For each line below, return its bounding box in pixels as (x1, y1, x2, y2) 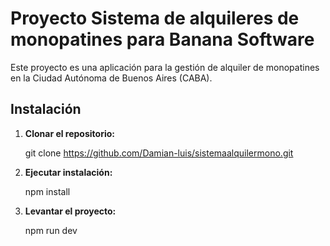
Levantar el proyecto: (24, 205, 117, 217)
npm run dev (24, 224, 78, 236)
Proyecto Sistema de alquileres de (10, 7, 300, 30)
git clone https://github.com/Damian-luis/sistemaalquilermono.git (24, 147, 294, 159)
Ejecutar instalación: (24, 166, 113, 178)
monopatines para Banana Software (10, 28, 315, 51)
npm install (24, 185, 71, 197)
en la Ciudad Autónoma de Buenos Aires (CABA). (10, 72, 213, 84)
